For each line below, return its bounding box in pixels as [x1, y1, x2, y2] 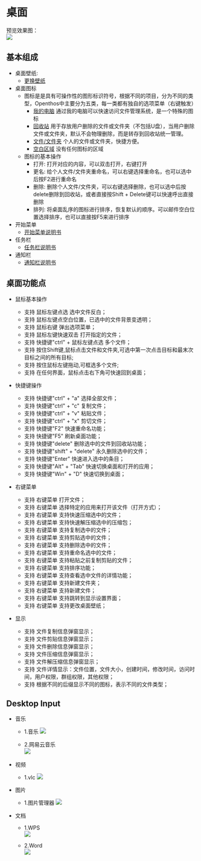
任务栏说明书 [24, 243, 56, 251]
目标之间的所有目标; [24, 354, 74, 361]
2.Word [24, 842, 43, 849]
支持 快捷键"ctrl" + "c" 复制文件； [24, 402, 107, 409]
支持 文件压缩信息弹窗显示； [24, 650, 95, 658]
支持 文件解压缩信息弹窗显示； [24, 658, 100, 665]
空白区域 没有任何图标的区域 [33, 145, 104, 152]
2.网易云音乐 [24, 741, 56, 748]
